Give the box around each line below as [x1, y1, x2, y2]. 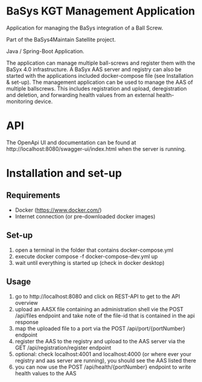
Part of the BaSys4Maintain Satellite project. [6, 36, 116, 43]
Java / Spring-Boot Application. [6, 47, 84, 55]
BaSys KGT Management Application [6, 4, 195, 18]
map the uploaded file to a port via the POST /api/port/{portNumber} [14, 325, 186, 332]
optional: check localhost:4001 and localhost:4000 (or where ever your [14, 350, 192, 357]
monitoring [6, 98, 33, 105]
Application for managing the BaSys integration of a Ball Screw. [6, 24, 163, 31]
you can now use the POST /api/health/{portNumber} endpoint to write [14, 363, 191, 371]
